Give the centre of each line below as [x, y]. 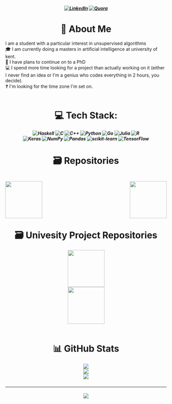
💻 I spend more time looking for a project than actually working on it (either [85, 67]
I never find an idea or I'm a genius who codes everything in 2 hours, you [82, 75]
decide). [14, 80]
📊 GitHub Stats [86, 348]
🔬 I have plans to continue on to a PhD [46, 62]
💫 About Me [86, 29]
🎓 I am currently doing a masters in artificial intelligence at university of [81, 49]
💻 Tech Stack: [86, 115]
